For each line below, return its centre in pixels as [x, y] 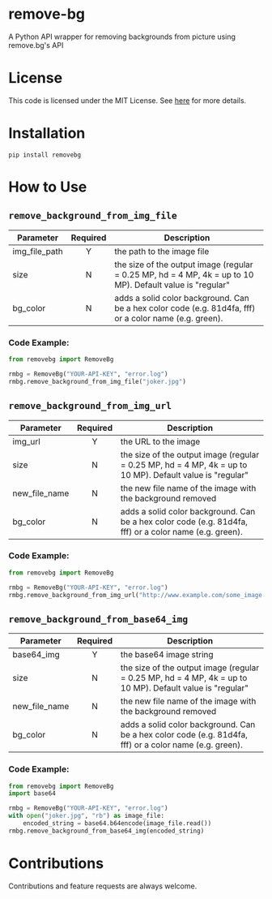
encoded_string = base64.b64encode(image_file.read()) [117, 824]
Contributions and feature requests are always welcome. [103, 886]
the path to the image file [162, 251]
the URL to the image [160, 441]
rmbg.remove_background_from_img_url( [74, 595]
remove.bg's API [36, 45]
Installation [47, 133]
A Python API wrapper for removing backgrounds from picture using [122, 37]
